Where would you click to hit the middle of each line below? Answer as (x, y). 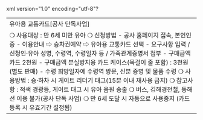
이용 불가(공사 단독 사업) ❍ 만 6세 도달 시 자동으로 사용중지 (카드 (103, 99)
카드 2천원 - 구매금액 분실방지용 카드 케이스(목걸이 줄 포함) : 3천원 (99, 62)
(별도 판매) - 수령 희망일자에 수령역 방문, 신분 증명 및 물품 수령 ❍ (97, 71)
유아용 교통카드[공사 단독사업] (50, 24)
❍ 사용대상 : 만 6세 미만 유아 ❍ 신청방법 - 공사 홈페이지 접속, (91, 35)
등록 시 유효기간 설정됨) (41, 108)
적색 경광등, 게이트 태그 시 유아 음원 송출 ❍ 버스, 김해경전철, (100, 90)
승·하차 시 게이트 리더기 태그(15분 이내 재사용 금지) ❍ (103, 81)
